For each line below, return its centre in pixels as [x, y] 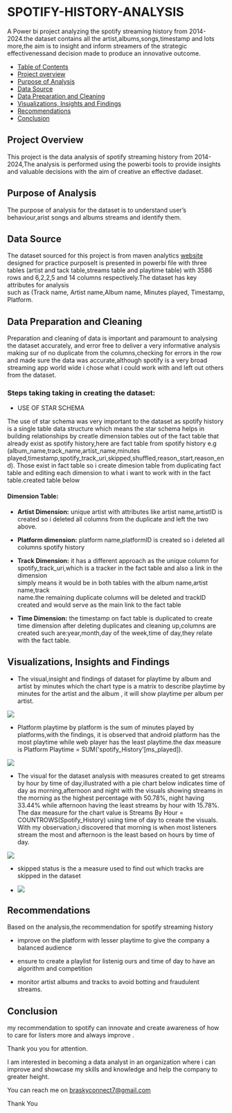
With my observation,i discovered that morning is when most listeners [117, 827]
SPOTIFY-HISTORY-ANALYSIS [96, 12]
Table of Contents [43, 66]
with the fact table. [44, 640]
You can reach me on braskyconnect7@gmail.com [79, 1090]
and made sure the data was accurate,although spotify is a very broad [107, 360]
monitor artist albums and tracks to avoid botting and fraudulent [108, 982]
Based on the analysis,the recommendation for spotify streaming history [110, 927]
